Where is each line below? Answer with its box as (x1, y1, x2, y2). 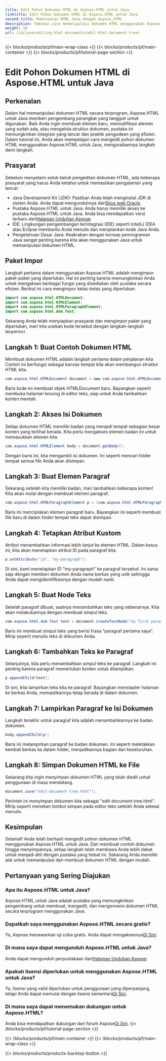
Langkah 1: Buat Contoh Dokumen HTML (5, 343, 132, 352)
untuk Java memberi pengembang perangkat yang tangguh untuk (5, 115, 139, 121)
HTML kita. (5, 366, 28, 372)
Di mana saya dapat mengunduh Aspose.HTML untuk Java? (5, 944, 152, 951)
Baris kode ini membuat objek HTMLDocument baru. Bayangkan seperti (5, 385, 151, 391)
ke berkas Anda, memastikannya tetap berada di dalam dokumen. (5, 690, 139, 696)
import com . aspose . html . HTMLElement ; (5, 300, 83, 305)
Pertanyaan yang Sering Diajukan (5, 871, 110, 880)
